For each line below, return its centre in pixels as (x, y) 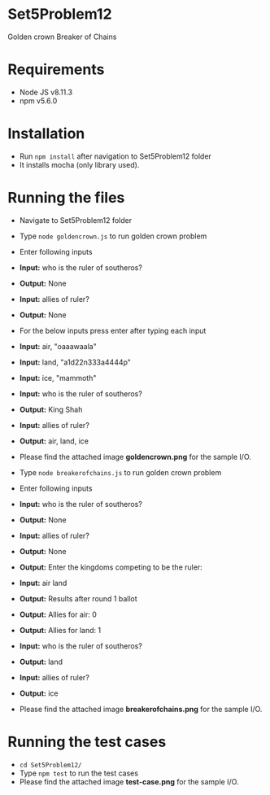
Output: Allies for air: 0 (58, 614)
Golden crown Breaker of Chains (62, 37)
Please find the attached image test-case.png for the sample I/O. (129, 781)
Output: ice (39, 693)
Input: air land (43, 583)
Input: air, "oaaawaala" (58, 346)
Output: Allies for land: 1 (60, 630)
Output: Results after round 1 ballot (78, 598)
